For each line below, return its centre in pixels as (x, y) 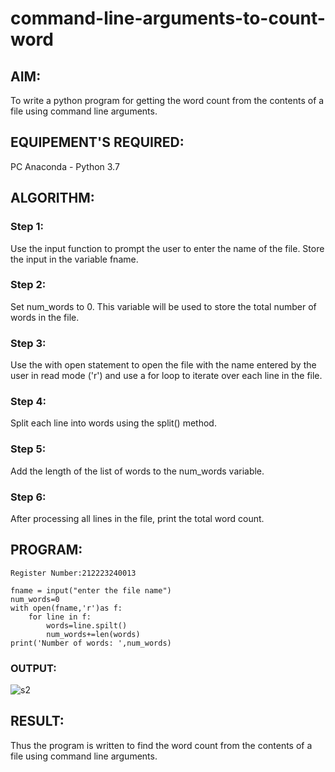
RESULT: (37, 721)
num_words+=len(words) (93, 634)
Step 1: (27, 227)
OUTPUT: (33, 668)
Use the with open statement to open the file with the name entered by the (163, 365)
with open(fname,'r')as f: (66, 608)
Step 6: (28, 497)
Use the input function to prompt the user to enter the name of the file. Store (167, 248)
